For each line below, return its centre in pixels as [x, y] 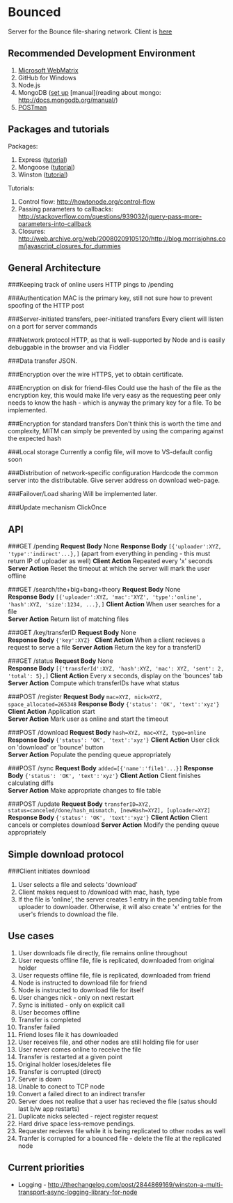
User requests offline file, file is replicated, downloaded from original [116, 960]
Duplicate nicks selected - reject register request [88, 1116]
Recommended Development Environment [102, 53]
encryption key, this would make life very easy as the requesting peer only [114, 396]
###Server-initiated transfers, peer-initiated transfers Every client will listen [116, 319]
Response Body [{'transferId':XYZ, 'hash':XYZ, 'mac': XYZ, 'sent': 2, [116, 668]
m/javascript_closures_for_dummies [69, 246]
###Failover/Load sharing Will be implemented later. [83, 494]
